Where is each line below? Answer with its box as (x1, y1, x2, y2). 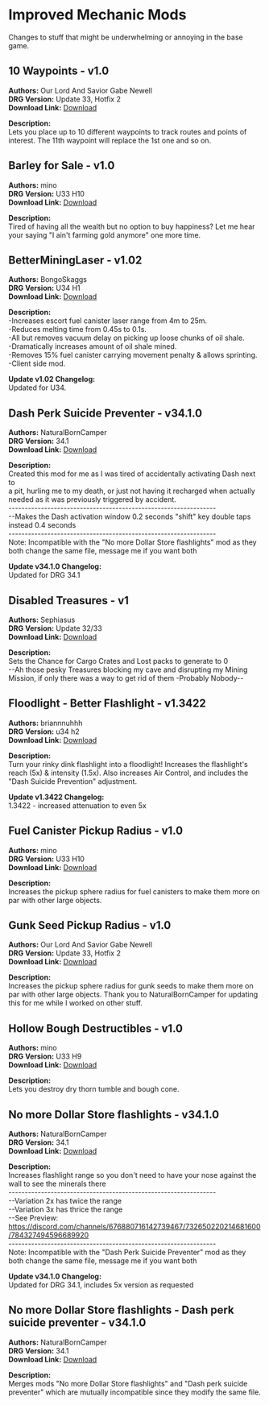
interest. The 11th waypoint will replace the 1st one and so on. (8, 135, 212, 145)
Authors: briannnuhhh (8, 718, 83, 727)
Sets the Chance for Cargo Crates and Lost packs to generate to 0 (8, 657, 228, 665)
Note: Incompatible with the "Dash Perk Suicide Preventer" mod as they (8, 1247, 246, 1258)
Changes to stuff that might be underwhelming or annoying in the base (8, 32, 243, 42)
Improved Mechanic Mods (8, 6, 187, 24)
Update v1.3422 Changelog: (8, 792, 105, 802)
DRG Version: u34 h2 (8, 727, 81, 736)
